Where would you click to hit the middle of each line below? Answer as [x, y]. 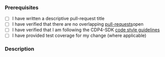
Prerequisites [22, 8]
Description [20, 49]
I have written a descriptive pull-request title [58, 19]
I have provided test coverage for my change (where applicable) [79, 36]
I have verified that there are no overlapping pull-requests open [78, 24]
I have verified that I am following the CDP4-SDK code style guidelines [86, 30]
